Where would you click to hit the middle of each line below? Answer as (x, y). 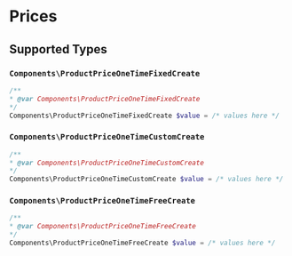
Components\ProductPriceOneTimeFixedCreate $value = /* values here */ (144, 116)
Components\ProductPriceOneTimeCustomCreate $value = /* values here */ (146, 180)
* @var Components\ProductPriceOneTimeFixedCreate (105, 99)
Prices (33, 16)
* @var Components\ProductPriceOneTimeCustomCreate (107, 163)
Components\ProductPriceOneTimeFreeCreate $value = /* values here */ (142, 243)
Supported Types (59, 49)
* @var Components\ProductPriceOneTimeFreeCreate (103, 227)
